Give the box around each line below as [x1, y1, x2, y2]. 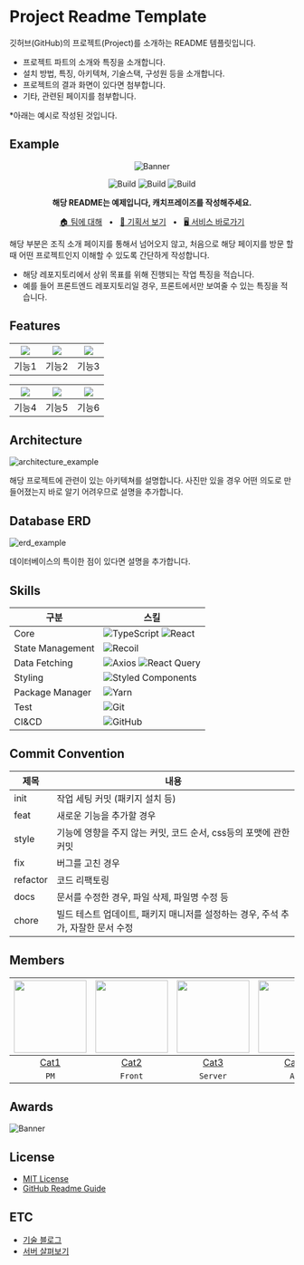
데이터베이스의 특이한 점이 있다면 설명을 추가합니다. [9, 556, 191, 567]
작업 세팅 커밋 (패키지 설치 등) [56, 792, 176, 805]
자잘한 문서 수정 [69, 921, 134, 934]
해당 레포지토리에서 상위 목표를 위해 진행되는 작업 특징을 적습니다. [22, 269, 255, 280]
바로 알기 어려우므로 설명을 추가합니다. [48, 486, 184, 497]
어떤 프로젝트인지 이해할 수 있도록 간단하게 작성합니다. [18, 249, 210, 260]
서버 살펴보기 [22, 1246, 70, 1257]
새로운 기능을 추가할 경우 [56, 809, 157, 821]
